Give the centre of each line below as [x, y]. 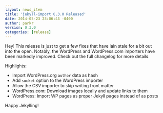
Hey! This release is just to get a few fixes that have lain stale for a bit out [79, 46]
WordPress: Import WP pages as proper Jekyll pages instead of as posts [85, 96]
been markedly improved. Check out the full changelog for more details [77, 56]
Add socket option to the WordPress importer [58, 80]
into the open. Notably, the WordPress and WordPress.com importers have [80, 51]
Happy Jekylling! [22, 105]
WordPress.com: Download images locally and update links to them [80, 91]
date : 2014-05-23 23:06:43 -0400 [39, 19]
